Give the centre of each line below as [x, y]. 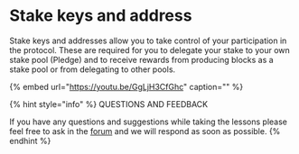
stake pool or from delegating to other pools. [93, 69]
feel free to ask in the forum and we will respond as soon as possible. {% [145, 131]
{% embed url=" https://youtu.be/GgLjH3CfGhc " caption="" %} [126, 86]
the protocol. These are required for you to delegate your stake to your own [150, 50]
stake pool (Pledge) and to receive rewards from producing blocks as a [141, 59]
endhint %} [30, 140]
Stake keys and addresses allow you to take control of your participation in [148, 41]
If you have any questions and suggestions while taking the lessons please [148, 122]
